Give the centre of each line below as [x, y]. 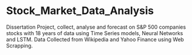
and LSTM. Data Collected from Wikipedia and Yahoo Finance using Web [95, 39]
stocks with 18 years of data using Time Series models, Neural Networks [95, 33]
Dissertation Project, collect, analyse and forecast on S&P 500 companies [96, 27]
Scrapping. [20, 46]
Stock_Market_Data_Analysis [80, 11]
